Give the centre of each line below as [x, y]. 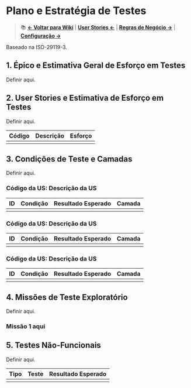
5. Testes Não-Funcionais [53, 346]
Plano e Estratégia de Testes [76, 11]
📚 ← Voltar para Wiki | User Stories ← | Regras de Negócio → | [98, 27]
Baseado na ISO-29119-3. [37, 47]
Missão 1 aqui [26, 326]
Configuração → [41, 36]
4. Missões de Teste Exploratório [67, 297]
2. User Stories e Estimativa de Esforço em [85, 98]
